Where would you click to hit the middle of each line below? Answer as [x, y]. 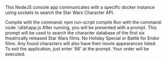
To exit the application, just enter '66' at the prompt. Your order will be [77, 49]
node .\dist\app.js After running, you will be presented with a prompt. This [81, 27]
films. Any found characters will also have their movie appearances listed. [81, 43]
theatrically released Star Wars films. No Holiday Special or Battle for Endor [83, 38]
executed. [15, 54]
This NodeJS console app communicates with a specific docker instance [80, 7]
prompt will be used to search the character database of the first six [75, 33]
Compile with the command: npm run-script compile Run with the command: [83, 22]
